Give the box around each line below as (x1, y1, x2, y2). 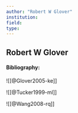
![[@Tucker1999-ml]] (6, 89, 57, 96)
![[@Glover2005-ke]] (6, 77, 57, 84)
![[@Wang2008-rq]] (6, 100, 55, 107)
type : (6, 25, 19, 32)
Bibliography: (6, 64, 40, 71)
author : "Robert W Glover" (6, 8, 73, 15)
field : (6, 20, 22, 26)
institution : (6, 14, 38, 20)
